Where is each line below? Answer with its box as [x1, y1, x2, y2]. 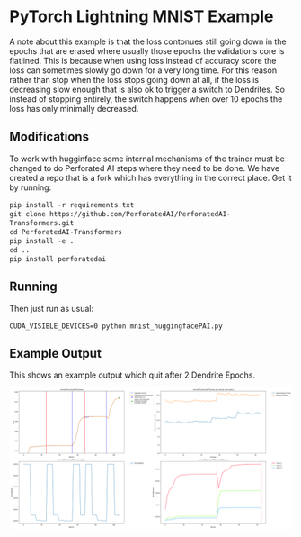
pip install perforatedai [9, 254, 106, 263]
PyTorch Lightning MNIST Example [9, 6, 274, 27]
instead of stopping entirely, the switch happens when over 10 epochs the [9, 93, 283, 105]
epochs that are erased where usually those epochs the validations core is [9, 45, 285, 56]
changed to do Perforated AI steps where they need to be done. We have [9, 162, 280, 173]
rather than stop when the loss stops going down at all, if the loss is [9, 74, 260, 85]
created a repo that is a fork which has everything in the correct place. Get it [9, 172, 292, 183]
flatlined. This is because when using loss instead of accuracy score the [9, 55, 277, 66]
